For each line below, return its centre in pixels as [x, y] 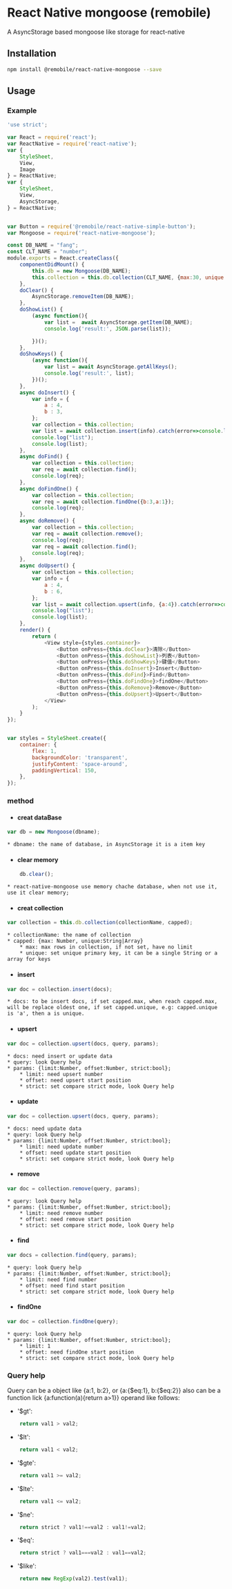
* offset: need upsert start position [75, 1080]
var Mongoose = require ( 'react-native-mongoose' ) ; [81, 233]
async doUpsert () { [48, 566]
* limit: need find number [58, 1279]
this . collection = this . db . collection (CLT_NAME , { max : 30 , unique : [129, 277]
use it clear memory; [38, 893]
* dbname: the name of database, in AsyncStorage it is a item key [106, 845]
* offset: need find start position [72, 1285]
